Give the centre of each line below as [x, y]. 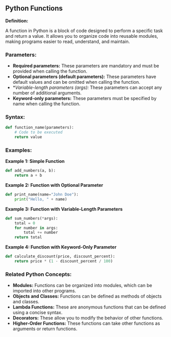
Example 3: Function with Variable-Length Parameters [64, 209]
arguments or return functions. [45, 329]
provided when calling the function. [50, 71]
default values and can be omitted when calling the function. [76, 82]
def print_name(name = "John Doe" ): [42, 195]
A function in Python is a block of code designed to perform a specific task [84, 31]
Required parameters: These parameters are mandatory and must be [86, 66]
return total [28, 237]
